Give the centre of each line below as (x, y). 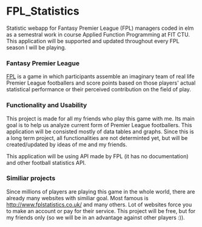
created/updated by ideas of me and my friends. (67, 144)
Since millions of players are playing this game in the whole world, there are (101, 191)
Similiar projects (31, 178)
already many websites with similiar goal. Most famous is (77, 198)
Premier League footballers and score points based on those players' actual (101, 83)
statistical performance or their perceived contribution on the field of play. (99, 89)
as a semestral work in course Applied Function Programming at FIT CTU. (98, 34)
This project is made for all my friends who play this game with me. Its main (101, 118)
